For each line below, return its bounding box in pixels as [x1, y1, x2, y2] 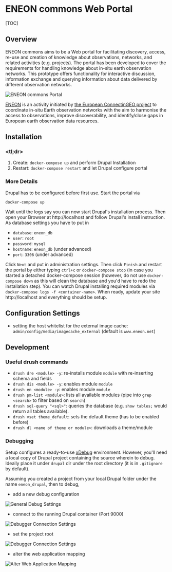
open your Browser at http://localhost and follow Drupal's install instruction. [5, 214, 165, 220]
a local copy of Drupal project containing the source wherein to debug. [5, 454, 155, 460]
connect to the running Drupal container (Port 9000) [12, 511, 124, 517]
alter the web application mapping [12, 550, 85, 557]
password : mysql [12, 240, 46, 247]
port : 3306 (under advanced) [12, 251, 73, 257]
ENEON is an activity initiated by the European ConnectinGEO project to [5, 101, 157, 107]
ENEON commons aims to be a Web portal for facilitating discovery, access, [5, 48, 166, 54]
